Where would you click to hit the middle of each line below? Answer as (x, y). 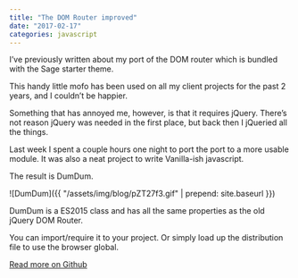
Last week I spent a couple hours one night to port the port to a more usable (149, 149)
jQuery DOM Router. (46, 221)
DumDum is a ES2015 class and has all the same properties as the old (137, 211)
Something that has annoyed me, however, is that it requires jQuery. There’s (148, 114)
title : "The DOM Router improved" (74, 17)
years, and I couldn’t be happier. (68, 96)
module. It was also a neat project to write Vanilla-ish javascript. (127, 159)
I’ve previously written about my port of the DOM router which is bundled (144, 60)
